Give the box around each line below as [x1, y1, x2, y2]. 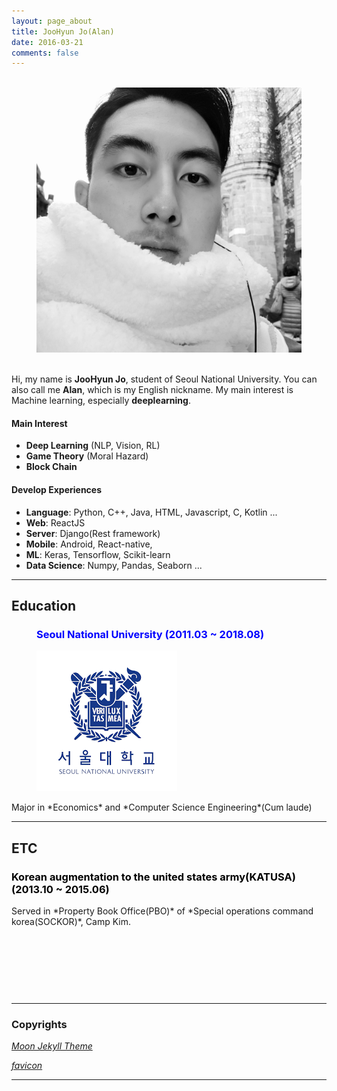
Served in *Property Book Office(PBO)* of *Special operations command [11, 905, 314, 917]
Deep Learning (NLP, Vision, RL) [25, 440, 161, 452]
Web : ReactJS [25, 516, 86, 529]
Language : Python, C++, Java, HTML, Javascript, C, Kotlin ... [25, 506, 278, 518]
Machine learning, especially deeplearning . [11, 395, 191, 407]
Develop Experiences [11, 484, 103, 496]
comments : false [11, 48, 79, 58]
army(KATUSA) [219, 870, 296, 884]
